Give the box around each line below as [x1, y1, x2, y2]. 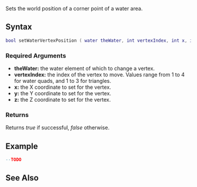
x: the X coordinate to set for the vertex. [14, 84, 111, 91]
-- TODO [5, 157, 22, 163]
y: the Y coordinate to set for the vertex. [14, 89, 112, 96]
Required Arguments [5, 51, 66, 59]
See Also [5, 173, 39, 183]
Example [5, 141, 38, 151]
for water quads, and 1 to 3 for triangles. [14, 77, 112, 84]
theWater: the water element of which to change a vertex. [14, 65, 155, 72]
